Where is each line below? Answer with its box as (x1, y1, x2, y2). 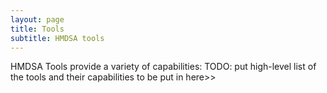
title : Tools (10, 24, 65, 34)
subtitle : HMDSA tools (10, 33, 105, 43)
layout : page (10, 14, 65, 25)
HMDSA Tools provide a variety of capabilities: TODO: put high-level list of (10, 61, 317, 73)
